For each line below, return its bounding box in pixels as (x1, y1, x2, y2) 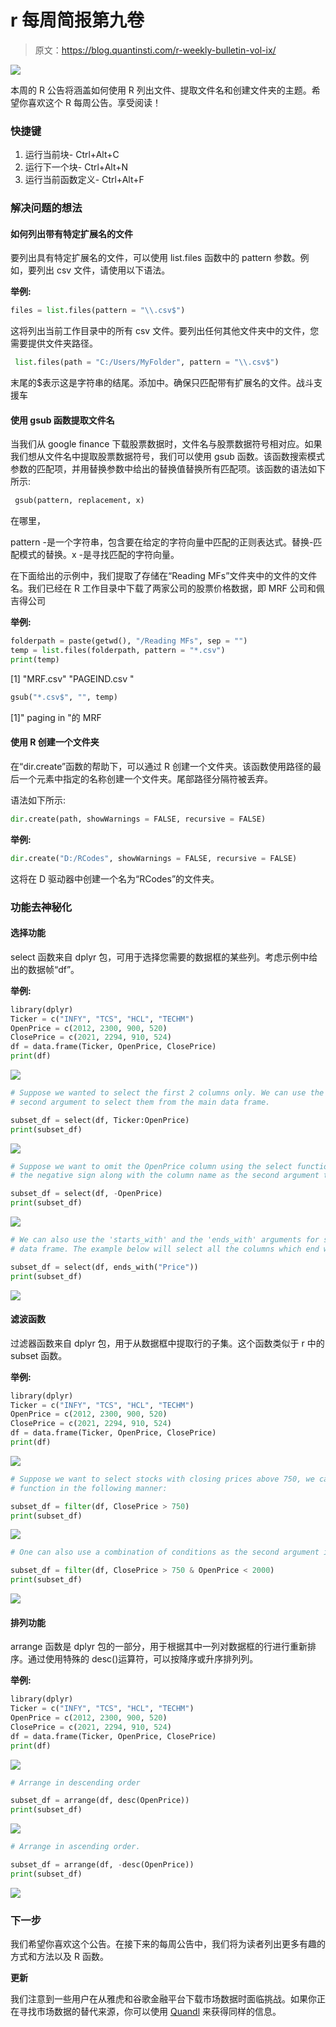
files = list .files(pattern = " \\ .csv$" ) (10, 306, 186, 316)
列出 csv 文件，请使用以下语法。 (36, 264, 171, 276)
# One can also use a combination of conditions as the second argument (10, 1547, 320, 1558)
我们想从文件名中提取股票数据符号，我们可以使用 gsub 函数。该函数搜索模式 (10, 451, 325, 463)
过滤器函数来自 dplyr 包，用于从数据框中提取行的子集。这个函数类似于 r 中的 (10, 1337, 325, 1349)
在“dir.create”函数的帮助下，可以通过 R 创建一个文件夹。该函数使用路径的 (10, 760, 313, 772)
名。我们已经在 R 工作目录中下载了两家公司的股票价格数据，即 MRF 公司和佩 (10, 582, 325, 595)
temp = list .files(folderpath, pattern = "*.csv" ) (10, 646, 226, 656)
